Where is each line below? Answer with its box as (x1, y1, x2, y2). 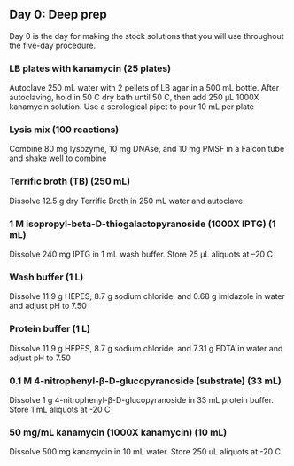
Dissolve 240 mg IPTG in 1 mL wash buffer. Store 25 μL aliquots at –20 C (9, 249, 273, 259)
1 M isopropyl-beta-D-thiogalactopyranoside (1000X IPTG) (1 (9, 217, 276, 230)
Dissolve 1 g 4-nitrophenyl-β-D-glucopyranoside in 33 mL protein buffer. (9, 394, 275, 405)
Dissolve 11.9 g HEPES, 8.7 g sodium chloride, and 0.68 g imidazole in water (9, 291, 286, 302)
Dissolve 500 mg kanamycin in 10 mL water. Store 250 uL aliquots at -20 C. (9, 446, 283, 457)
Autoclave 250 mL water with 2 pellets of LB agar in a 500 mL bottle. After (9, 83, 280, 93)
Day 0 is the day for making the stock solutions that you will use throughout (9, 30, 285, 41)
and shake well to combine (9, 153, 107, 163)
